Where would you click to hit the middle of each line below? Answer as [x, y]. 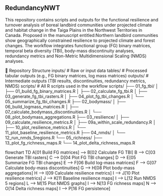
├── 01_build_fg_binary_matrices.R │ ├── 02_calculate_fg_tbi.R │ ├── [76, 91]
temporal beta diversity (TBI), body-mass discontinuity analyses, [70, 51]
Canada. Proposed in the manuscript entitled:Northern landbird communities [81, 35]
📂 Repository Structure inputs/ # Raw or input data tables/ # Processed [76, 71]
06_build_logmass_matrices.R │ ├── [42, 107]
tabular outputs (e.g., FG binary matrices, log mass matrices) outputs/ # [77, 75]
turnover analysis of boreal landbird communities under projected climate [79, 25]
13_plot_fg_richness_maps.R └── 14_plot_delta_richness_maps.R [70, 143]
